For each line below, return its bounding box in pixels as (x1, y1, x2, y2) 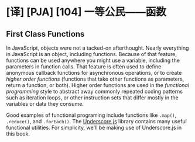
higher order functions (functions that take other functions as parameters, (6, 75, 184, 82)
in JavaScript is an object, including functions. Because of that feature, (6, 51, 177, 57)
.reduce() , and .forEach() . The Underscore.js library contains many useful (6, 118, 187, 124)
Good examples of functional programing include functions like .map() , (6, 112, 177, 119)
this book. (6, 130, 30, 137)
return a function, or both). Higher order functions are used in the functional (6, 82, 189, 88)
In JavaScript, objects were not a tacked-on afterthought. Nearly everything (6, 44, 189, 51)
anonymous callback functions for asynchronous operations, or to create (6, 70, 182, 76)
